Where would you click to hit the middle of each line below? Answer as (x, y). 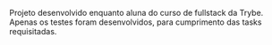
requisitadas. (33, 31)
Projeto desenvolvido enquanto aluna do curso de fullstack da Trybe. (136, 13)
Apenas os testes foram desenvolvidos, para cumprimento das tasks (136, 22)
